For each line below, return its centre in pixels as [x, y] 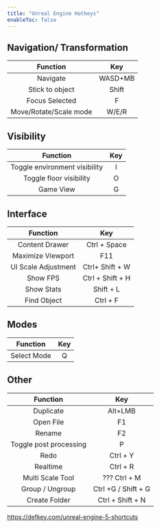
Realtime [48, 466]
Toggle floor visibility [57, 178]
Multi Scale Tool [49, 477]
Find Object [43, 300]
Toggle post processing [49, 444]
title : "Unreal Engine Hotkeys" [53, 13]
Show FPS [44, 278]
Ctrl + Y [122, 455]
